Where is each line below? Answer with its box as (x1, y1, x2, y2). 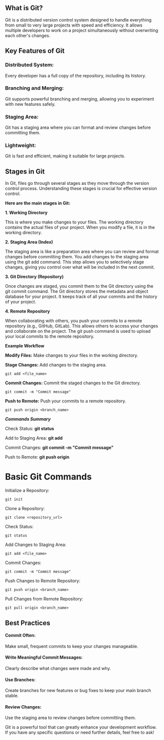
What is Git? (5, 4, 43, 12)
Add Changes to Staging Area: (5, 542, 67, 548)
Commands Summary (5, 416, 51, 422)
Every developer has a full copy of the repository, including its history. (5, 73, 146, 78)
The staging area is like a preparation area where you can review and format (5, 248, 159, 254)
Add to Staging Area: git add (5, 435, 63, 441)
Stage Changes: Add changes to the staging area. (5, 362, 107, 368)
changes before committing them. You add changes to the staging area (5, 254, 149, 260)
